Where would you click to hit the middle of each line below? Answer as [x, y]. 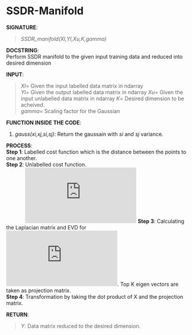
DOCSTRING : [23, 50]
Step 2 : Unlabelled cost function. [47, 164]
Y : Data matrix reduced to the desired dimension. [81, 326]
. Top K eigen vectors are [148, 284]
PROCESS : [19, 145]
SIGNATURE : [22, 27]
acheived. [33, 104]
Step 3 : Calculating [161, 221]
